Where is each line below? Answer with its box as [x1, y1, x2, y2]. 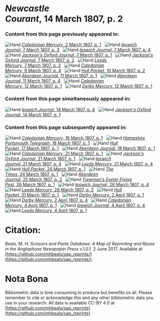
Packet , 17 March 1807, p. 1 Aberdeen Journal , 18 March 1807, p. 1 [5, 145, 155, 151]
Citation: [5, 225, 41, 236]
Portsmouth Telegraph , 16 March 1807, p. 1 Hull [5, 140, 118, 146]
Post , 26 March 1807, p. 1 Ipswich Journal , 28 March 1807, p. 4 [5, 181, 149, 188]
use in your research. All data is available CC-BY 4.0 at [5, 300, 115, 305]
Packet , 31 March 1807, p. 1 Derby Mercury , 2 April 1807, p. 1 [5, 192, 144, 198]
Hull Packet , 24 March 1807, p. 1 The [21, 166, 114, 172]
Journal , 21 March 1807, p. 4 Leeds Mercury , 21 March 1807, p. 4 [5, 161, 153, 167]
